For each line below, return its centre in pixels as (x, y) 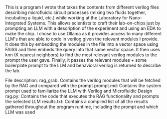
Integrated (16, 23)
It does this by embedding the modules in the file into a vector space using (82, 44)
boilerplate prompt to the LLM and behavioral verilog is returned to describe (83, 65)
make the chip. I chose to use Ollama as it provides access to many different (83, 34)
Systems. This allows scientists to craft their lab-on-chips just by (94, 23)
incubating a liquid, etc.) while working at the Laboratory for (67, 18)
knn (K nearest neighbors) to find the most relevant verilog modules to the (81, 55)
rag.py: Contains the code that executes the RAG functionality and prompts (82, 96)
